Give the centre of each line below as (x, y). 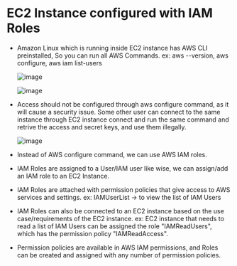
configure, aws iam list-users (59, 63)
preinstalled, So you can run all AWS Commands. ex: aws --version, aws (122, 55)
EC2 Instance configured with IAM (110, 13)
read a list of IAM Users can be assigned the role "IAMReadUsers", (114, 226)
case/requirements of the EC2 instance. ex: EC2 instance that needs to (121, 218)
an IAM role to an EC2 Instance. (63, 176)
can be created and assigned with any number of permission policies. (119, 255)
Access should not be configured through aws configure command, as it (123, 104)
